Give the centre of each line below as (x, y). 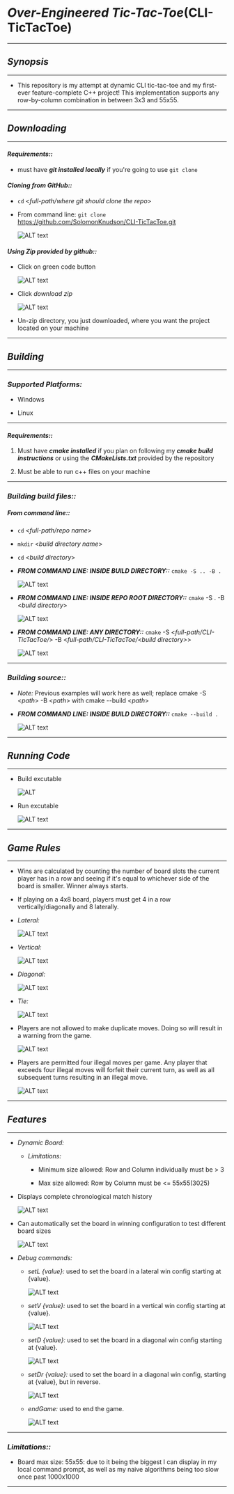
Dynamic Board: (41, 1142)
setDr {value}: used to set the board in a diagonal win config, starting (127, 1375)
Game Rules (34, 848)
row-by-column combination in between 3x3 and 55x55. (98, 100)
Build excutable (39, 779)
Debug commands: (45, 1258)
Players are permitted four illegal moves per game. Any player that (112, 1062)
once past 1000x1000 (48, 1477)
